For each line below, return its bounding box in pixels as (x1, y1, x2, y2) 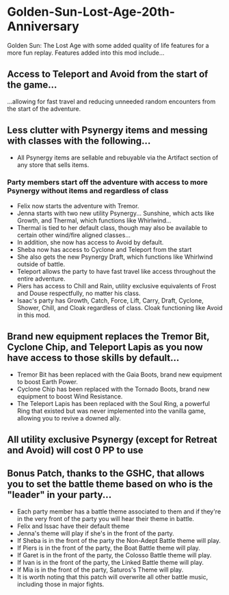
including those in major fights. (16, 580, 105, 588)
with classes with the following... (7, 135, 151, 147)
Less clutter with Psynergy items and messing (7, 125, 208, 136)
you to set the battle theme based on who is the (7, 479, 213, 490)
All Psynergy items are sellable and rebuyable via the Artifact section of (16, 153, 219, 162)
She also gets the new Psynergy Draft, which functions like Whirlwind (16, 253, 213, 261)
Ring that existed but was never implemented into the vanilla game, (16, 407, 206, 415)
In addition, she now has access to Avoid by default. (16, 238, 164, 246)
